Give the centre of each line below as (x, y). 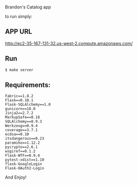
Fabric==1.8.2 (19, 96)
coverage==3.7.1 (21, 130)
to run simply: (19, 16)
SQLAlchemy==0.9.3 (23, 122)
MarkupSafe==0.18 (23, 118)
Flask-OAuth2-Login (25, 168)
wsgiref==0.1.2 (20, 151)
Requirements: (28, 85)
